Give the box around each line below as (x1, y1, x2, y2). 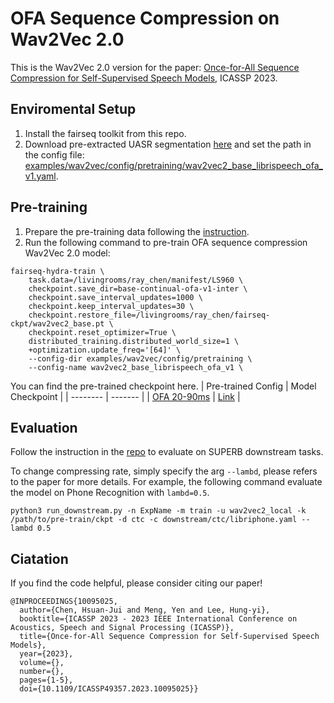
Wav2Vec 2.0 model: (24, 247, 111, 259)
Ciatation (10, 550, 69, 567)
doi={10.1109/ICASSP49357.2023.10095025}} (19, 684, 199, 694)
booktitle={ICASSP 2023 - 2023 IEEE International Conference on (19, 614, 298, 624)
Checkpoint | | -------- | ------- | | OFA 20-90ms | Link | (10, 390, 241, 402)
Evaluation (10, 419, 78, 436)
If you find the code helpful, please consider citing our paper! (10, 577, 263, 589)
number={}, (19, 667, 65, 677)
